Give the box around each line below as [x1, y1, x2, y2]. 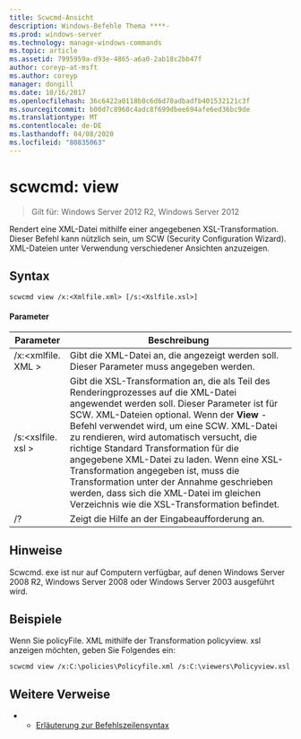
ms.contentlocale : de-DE [9, 122, 102, 131]
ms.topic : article [9, 47, 78, 56]
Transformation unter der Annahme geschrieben [70, 476, 273, 488]
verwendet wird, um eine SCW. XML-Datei [99, 419, 278, 432]
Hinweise [9, 543, 63, 558]
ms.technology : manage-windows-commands [9, 38, 163, 47]
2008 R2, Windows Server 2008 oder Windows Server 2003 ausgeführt [9, 576, 275, 587]
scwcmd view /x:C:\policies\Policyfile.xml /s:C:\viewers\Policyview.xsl [9, 662, 291, 672]
